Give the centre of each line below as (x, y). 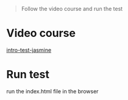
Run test (28, 75)
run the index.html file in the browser (52, 91)
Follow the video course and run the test (72, 9)
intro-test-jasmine (29, 50)
